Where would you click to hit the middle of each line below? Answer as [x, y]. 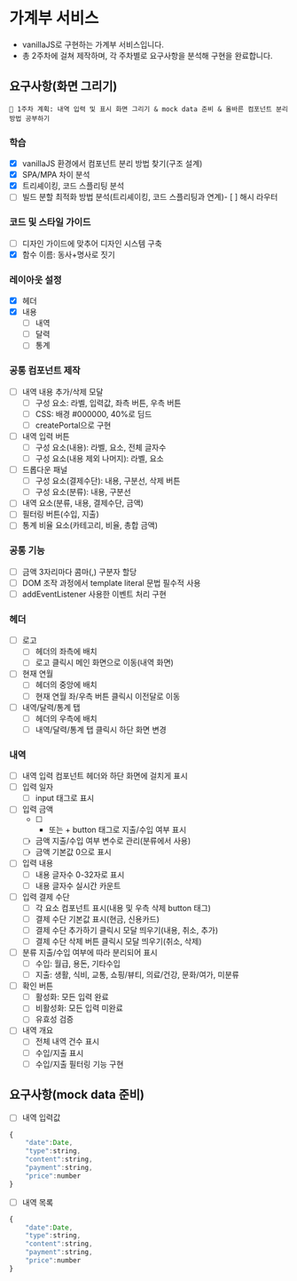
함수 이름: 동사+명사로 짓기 [68, 254]
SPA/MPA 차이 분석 [56, 175]
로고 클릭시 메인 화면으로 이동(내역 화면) [105, 662]
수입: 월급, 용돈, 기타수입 [78, 964]
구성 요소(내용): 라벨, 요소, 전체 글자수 [101, 447]
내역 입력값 [41, 1117]
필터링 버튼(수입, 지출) [60, 514]
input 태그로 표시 [65, 798]
